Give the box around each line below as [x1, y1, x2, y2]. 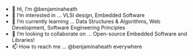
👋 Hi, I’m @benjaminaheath [11, 6, 78, 12]
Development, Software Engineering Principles [11, 24, 126, 31]
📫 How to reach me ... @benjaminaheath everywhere [11, 43, 143, 50]
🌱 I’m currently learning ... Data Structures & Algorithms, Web [11, 18, 161, 24]
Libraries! [11, 37, 35, 43]
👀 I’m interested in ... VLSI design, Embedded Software [11, 12, 145, 19]
